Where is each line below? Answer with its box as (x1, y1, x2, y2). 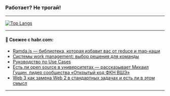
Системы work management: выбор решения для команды (12, 53, 139, 59)
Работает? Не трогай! (5, 4, 61, 11)
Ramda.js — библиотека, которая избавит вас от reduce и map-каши (12, 47, 160, 54)
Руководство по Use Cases (12, 59, 71, 65)
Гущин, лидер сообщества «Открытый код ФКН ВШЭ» (12, 69, 130, 75)
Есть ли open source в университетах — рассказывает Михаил (12, 64, 149, 70)
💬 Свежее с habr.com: (5, 36, 54, 42)
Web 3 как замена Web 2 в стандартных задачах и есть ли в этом (12, 75, 155, 81)
